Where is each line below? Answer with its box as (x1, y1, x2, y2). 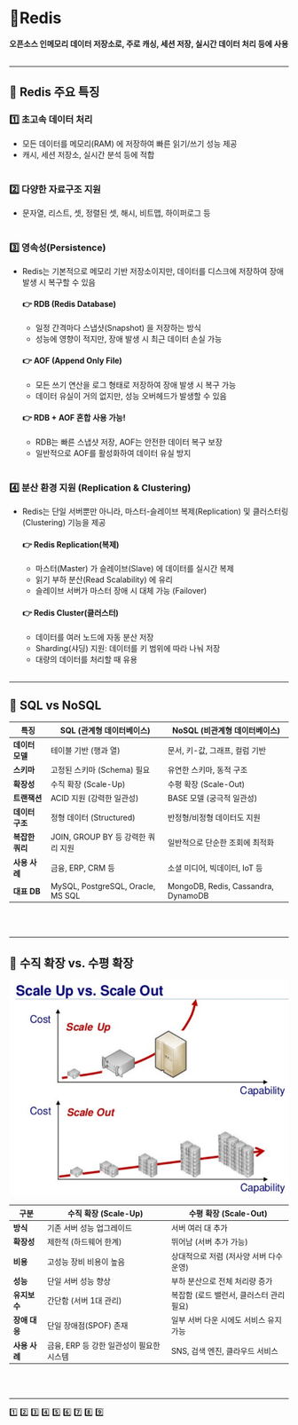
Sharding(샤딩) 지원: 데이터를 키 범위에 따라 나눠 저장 (35, 642, 221, 653)
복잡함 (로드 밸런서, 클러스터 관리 (171, 1290, 286, 1301)
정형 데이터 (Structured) (50, 812, 136, 823)
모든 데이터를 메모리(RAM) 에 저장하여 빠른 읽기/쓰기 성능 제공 (21, 138, 238, 149)
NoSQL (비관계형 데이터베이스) (172, 725, 281, 736)
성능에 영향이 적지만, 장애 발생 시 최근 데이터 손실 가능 (35, 334, 223, 344)
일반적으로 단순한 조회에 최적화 (167, 838, 275, 848)
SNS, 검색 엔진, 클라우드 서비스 (171, 1345, 279, 1356)
